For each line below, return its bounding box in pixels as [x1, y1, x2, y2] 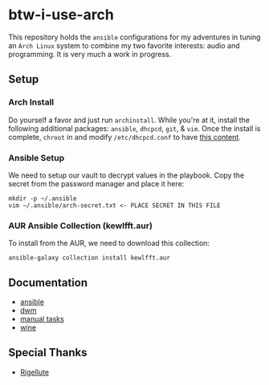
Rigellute [19, 367, 50, 377]
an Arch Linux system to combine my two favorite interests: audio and [8, 40, 240, 50]
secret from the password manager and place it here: [8, 178, 185, 188]
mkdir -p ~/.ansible [8, 195, 78, 203]
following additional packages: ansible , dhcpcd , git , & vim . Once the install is [8, 123, 261, 133]
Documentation [8, 276, 88, 289]
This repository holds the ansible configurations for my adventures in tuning [8, 32, 261, 42]
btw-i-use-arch [8, 6, 114, 24]
